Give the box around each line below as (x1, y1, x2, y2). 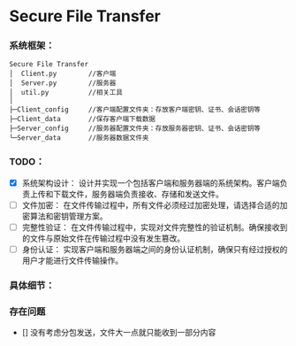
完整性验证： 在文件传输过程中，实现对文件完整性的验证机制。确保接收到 (21, 221, 288, 232)
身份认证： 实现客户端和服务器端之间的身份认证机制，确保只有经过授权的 (21, 243, 288, 254)
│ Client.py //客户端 (9, 69, 117, 79)
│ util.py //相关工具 (9, 88, 124, 97)
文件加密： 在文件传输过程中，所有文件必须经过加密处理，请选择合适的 (21, 199, 280, 210)
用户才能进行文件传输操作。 (21, 255, 124, 266)
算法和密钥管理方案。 (29, 211, 108, 221)
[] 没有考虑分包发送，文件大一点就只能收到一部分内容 (21, 327, 216, 338)
